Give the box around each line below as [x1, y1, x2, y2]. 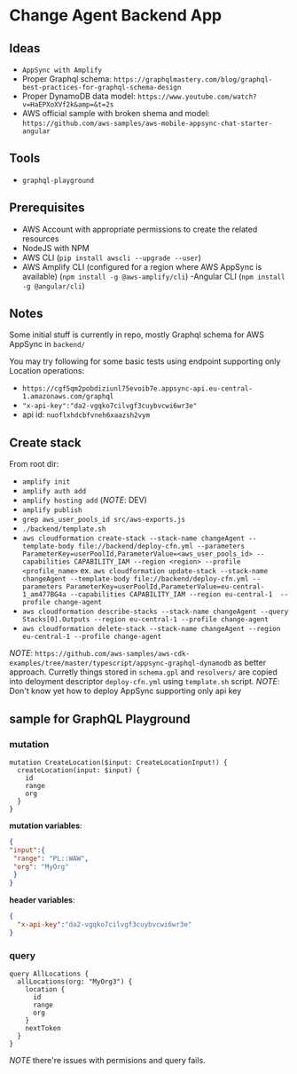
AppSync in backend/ [9, 339, 86, 350]
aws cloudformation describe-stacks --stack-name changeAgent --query [21, 607, 289, 617]
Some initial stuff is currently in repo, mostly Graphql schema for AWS [9, 329, 264, 340]
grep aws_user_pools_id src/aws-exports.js [21, 516, 186, 525]
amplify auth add [21, 487, 87, 496]
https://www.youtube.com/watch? [137, 92, 257, 101]
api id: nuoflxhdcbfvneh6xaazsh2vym [21, 409, 151, 420]
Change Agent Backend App [9, 5, 223, 26]
